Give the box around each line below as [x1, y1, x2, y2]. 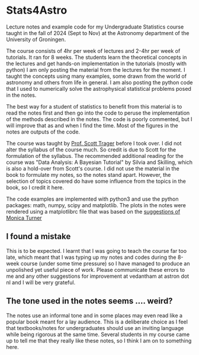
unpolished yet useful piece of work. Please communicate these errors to [6, 266, 185, 273]
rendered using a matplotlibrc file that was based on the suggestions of [6, 208, 181, 215]
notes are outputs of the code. [6, 128, 81, 135]
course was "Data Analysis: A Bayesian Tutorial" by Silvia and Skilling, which [6, 159, 193, 166]
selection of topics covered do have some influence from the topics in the [6, 178, 187, 185]
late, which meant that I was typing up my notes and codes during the [6, 253, 176, 261]
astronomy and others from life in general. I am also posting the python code [6, 78, 193, 86]
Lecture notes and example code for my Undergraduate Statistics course [6, 23, 184, 30]
